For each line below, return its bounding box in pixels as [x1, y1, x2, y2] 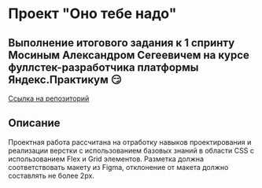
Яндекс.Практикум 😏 [8, 72, 122, 87]
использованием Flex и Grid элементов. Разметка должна [8, 154, 205, 164]
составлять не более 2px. [8, 171, 94, 180]
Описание [8, 116, 61, 130]
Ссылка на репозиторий [8, 94, 90, 103]
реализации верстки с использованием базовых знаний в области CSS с [8, 146, 254, 155]
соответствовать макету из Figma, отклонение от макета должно [8, 162, 229, 171]
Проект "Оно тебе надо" [8, 5, 177, 23]
